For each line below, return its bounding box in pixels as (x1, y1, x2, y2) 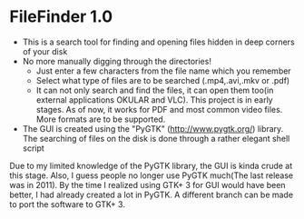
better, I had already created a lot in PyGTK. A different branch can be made (9, 189, 293, 200)
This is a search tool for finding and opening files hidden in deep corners (22, 36, 295, 47)
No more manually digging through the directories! (22, 55, 211, 66)
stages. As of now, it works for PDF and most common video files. (35, 104, 283, 114)
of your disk (22, 45, 68, 56)
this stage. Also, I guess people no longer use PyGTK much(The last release (9, 170, 294, 181)
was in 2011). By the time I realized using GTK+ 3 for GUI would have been (9, 179, 286, 190)
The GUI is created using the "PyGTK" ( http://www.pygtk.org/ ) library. (22, 123, 284, 134)
